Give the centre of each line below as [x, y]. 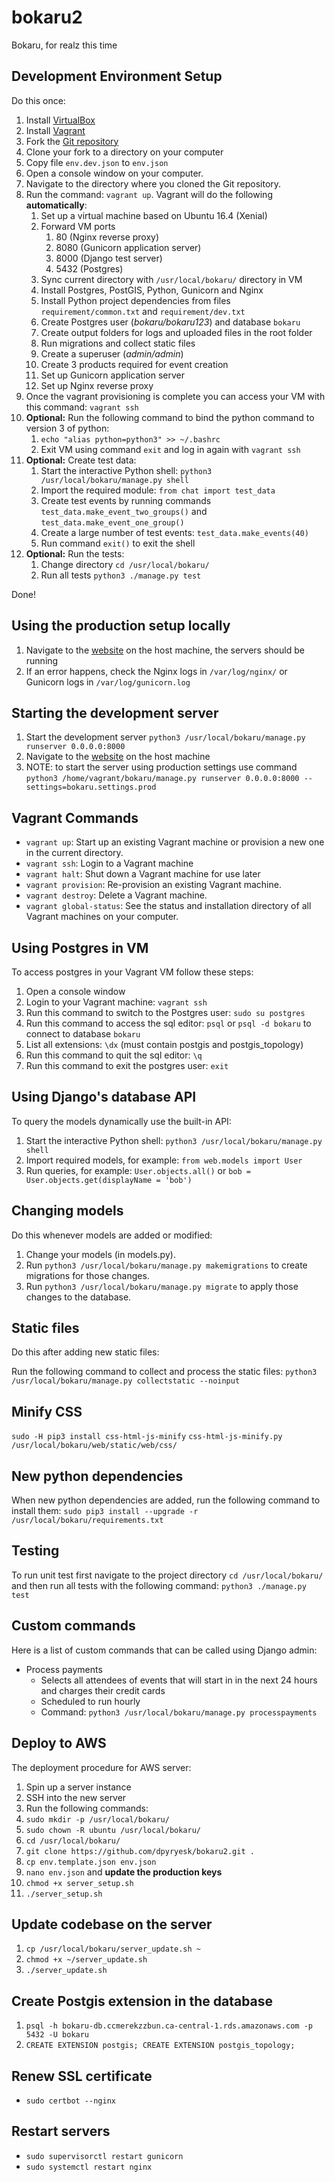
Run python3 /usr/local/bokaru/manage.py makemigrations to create [166, 1265]
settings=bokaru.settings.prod [91, 787]
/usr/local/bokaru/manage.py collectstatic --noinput [126, 1381]
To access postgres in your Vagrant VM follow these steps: [132, 972]
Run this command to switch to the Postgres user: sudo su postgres [165, 1012]
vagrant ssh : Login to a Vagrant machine [109, 863]
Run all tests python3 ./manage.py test [121, 575]
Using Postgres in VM [80, 947]
